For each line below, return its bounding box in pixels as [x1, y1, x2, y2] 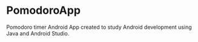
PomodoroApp [6, 4, 81, 17]
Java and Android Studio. [6, 29, 70, 37]
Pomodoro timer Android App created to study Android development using [6, 23, 192, 31]
